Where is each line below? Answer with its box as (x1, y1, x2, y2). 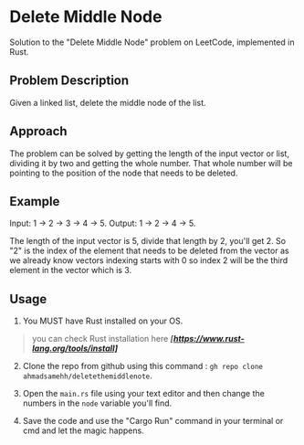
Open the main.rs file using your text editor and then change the (22, 388, 265, 399)
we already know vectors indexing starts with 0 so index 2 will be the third (9, 255, 288, 266)
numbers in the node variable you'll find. (22, 397, 173, 408)
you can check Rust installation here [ (31, 334, 174, 344)
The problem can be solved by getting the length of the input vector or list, (9, 148, 290, 159)
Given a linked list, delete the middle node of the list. (9, 97, 207, 108)
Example (9, 194, 60, 209)
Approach (9, 123, 68, 139)
